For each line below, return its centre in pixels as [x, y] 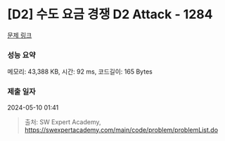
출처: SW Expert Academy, [63, 122]
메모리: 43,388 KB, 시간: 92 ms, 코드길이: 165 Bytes [80, 72]
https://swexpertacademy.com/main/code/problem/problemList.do [121, 130]
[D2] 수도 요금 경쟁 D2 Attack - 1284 [110, 14]
